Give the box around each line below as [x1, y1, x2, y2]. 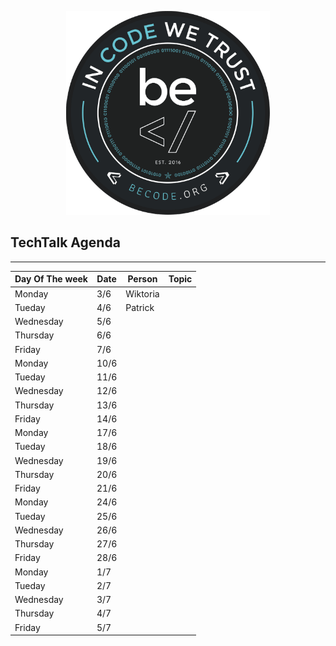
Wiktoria [125, 287, 160, 300]
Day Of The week [14, 273, 88, 285]
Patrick [125, 301, 155, 313]
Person [127, 273, 158, 285]
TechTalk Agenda [10, 234, 121, 251]
